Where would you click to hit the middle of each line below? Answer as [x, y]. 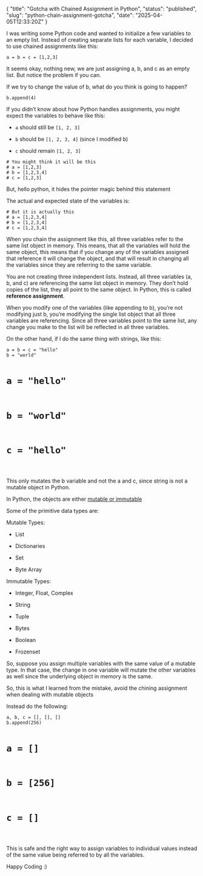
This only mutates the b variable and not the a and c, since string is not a [97, 481]
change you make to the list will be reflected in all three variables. [88, 327]
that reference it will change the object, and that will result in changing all [98, 258]
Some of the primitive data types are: [52, 510]
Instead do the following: [37, 706]
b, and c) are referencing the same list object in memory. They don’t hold [97, 283]
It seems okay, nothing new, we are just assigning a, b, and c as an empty [98, 69]
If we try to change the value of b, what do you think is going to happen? [97, 87]
